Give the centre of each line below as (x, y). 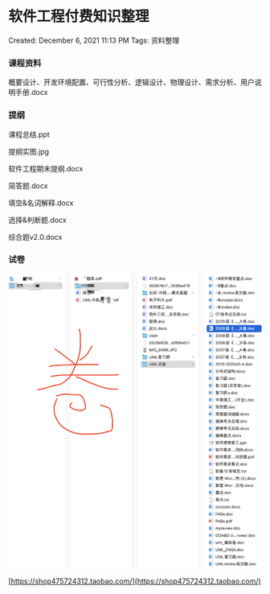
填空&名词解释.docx (41, 203)
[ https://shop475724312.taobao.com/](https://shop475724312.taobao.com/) (135, 581)
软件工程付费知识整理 (79, 16)
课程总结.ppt (29, 134)
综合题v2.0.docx (35, 237)
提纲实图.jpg (29, 151)
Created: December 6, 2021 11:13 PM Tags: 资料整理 (94, 40)
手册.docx (31, 93)
